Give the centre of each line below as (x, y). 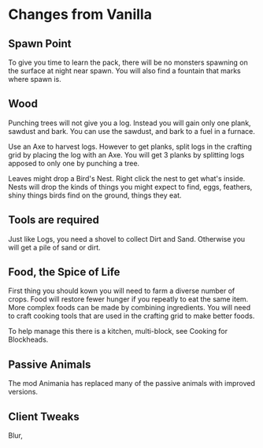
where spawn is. (35, 79)
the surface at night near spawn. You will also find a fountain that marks (125, 71)
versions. (23, 392)
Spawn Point (40, 44)
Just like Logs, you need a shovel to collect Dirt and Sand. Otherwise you (127, 239)
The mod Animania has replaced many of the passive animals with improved (132, 383)
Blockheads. (28, 339)
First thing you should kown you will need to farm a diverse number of (122, 291)
